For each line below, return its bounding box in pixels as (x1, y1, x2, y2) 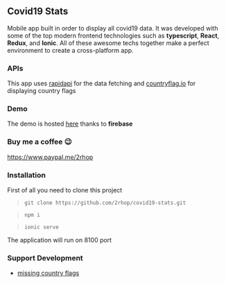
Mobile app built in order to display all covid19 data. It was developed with (7, 24, 218, 32)
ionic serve (24, 224, 59, 231)
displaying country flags (7, 87, 76, 95)
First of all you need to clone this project (7, 186, 123, 194)
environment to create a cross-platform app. (7, 46, 134, 54)
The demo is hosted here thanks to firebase (7, 119, 133, 128)
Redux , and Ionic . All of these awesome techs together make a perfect (7, 38, 209, 47)
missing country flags (17, 269, 80, 277)
